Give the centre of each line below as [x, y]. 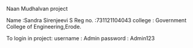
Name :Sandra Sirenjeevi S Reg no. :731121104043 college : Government [96, 20]
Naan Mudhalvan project [37, 9]
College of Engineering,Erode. [44, 27]
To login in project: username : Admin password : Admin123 [80, 38]
